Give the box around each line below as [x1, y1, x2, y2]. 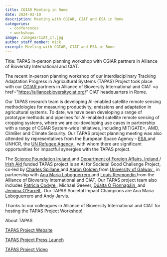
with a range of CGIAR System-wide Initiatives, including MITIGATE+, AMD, [5, 125, 160, 131]
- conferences [9, 26, 39, 31]
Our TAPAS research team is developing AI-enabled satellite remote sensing [5, 98, 161, 105]
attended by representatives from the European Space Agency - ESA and [5, 135, 156, 141]
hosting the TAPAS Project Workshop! [5, 208, 83, 214]
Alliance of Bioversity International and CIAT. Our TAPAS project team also [5, 177, 157, 183]
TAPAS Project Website [5, 227, 53, 233]
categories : [5, 21, 30, 26]
